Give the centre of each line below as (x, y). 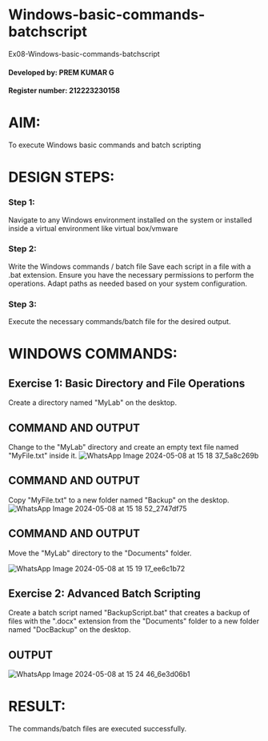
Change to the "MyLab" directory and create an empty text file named (124, 447)
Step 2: (23, 249)
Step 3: (23, 304)
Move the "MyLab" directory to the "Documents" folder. (100, 553)
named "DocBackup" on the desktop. (70, 630)
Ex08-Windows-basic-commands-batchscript (84, 54)
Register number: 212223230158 (64, 90)
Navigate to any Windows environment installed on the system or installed (130, 220)
